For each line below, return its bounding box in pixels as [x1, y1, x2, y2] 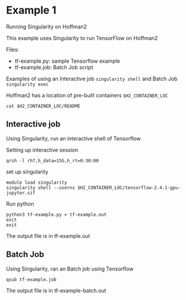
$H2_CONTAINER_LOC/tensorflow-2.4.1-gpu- [77, 184, 181, 191]
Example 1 [6, 4, 57, 17]
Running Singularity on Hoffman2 [6, 23, 87, 30]
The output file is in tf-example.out [6, 232, 90, 239]
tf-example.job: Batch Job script [14, 63, 93, 71]
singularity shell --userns [6, 184, 76, 191]
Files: [6, 45, 19, 53]
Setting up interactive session [6, 146, 79, 154]
